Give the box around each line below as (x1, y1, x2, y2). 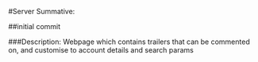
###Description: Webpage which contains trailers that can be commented (8, 37, 250, 46)
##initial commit (8, 22, 61, 31)
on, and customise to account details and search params (8, 46, 194, 54)
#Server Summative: (8, 7, 75, 16)
